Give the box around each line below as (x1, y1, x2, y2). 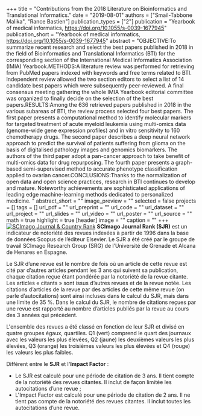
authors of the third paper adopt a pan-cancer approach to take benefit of (6, 153, 190, 159)
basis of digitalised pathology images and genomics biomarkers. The (6, 146, 178, 153)
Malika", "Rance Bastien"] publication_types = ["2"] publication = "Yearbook (6, 18, 195, 25)
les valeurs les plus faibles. (6, 349, 74, 356)
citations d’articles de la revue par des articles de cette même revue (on (6, 286, 185, 293)
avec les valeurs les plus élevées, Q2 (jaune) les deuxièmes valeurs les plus (6, 336, 195, 343)
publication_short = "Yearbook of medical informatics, (6, 31, 140, 38)
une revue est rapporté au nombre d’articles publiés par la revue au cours (6, 305, 189, 312)
